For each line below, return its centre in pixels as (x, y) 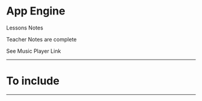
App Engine (36, 11)
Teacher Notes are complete (41, 39)
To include (33, 81)
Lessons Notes (25, 28)
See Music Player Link (34, 51)
